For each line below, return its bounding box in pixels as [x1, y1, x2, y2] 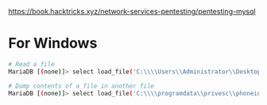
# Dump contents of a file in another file [8, 82, 155, 90]
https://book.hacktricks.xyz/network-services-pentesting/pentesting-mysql [8, 7, 256, 16]
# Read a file [8, 60, 56, 68]
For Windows [8, 35, 98, 52]
